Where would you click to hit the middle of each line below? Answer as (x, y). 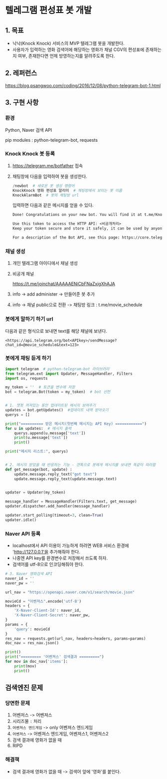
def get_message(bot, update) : (39, 469)
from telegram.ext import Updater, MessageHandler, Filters (69, 374)
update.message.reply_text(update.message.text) (66, 479)
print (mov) (25, 666)
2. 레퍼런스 (21, 73)
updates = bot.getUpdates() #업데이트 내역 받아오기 (57, 410)
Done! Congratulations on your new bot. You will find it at (77, 215)
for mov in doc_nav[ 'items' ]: (37, 662)
